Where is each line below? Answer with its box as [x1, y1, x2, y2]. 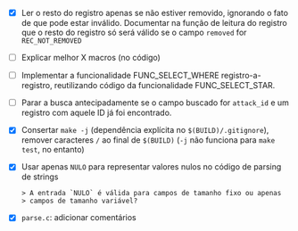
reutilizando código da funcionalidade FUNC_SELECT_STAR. [54, 80, 276, 91]
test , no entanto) [21, 144, 86, 155]
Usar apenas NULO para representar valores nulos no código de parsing [21, 161, 282, 172]
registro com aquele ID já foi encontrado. [21, 107, 172, 119]
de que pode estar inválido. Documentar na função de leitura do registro [21, 18, 287, 29]
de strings [21, 171, 59, 182]
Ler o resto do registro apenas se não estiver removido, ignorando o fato [21, 8, 289, 18]
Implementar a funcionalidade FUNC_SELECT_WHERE [21, 70, 219, 81]
